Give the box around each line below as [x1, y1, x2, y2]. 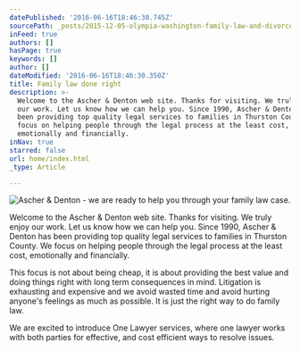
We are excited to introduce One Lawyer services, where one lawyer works [9, 322, 286, 333]
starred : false [9, 146, 66, 155]
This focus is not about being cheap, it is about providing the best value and [9, 267, 288, 278]
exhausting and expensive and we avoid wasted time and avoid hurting [9, 287, 271, 297]
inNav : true [9, 138, 54, 146]
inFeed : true [9, 29, 58, 38]
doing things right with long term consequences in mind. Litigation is [9, 277, 262, 288]
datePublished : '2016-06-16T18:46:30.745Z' [9, 13, 174, 22]
